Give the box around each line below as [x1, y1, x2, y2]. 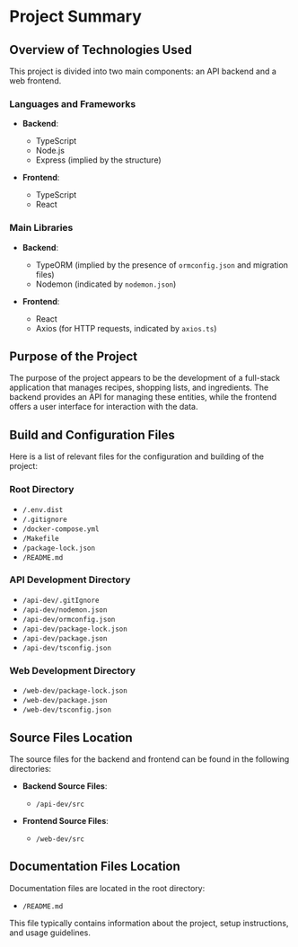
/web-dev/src [35, 834, 85, 844]
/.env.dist [22, 505, 64, 514]
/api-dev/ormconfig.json [22, 615, 116, 624]
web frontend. [9, 75, 62, 86]
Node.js [35, 146, 66, 156]
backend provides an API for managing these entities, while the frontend [9, 392, 277, 403]
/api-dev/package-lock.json [22, 624, 127, 633]
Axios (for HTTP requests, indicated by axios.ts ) [35, 323, 217, 333]
